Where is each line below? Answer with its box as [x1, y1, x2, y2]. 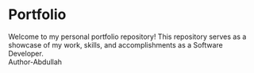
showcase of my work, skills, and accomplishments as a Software [8, 40, 224, 49]
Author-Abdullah [8, 57, 62, 67]
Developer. [8, 48, 44, 58]
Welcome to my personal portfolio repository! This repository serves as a [8, 32, 247, 41]
